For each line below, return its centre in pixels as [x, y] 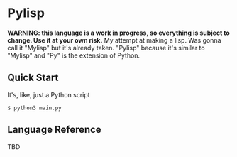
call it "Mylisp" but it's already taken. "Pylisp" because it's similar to [106, 48]
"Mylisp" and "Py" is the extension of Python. [74, 55]
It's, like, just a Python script [49, 94]
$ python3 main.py [34, 108]
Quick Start [33, 78]
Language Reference [54, 130]
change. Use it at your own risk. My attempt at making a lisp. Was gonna [114, 40]
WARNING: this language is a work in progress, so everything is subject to [119, 33]
